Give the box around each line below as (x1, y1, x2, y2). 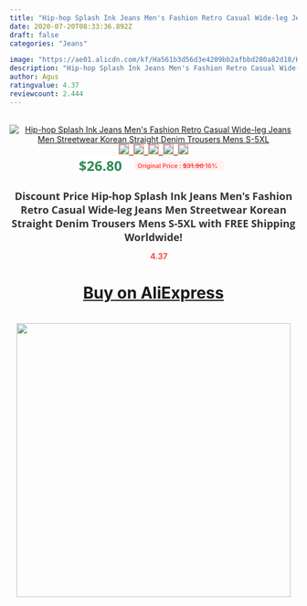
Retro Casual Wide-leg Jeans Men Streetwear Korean (20, 202, 287, 217)
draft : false (9, 30, 59, 39)
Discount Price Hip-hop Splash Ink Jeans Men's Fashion (14, 188, 293, 204)
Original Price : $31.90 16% (136, 161, 218, 170)
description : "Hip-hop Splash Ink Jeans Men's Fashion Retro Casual (9, 64, 276, 73)
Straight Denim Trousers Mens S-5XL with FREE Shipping (11, 215, 296, 231)
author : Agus (9, 72, 59, 82)
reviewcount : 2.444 (9, 89, 84, 99)
